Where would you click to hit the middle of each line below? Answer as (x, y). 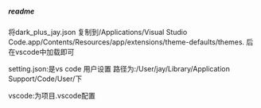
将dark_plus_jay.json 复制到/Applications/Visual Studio (98, 32)
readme (21, 11)
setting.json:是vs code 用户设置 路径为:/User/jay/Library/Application (119, 68)
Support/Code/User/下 (45, 79)
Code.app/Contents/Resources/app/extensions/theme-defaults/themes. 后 (131, 42)
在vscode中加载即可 (41, 52)
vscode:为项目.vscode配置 (52, 95)
